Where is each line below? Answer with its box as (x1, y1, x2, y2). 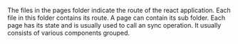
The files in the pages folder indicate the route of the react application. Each (7, 6, 232, 14)
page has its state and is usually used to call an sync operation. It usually (7, 21, 222, 29)
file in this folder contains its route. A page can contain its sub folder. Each (7, 13, 226, 22)
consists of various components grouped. (7, 28, 130, 37)
